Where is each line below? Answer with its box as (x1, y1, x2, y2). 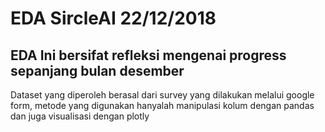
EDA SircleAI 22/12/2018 (10, 7, 217, 30)
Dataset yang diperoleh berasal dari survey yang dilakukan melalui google (10, 89, 315, 101)
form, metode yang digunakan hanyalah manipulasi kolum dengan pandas (10, 100, 315, 111)
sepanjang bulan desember (10, 62, 185, 79)
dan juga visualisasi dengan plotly (10, 110, 150, 122)
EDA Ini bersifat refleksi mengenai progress (10, 47, 287, 64)
